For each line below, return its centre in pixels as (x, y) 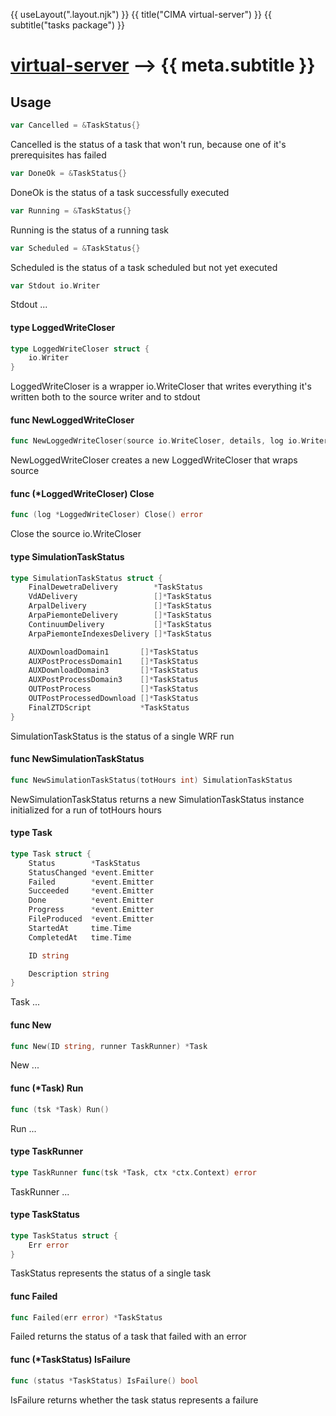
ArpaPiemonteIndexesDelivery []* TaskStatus (120, 634)
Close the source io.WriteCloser (76, 534)
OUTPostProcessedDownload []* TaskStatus (113, 699)
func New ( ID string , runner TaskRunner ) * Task (109, 1046)
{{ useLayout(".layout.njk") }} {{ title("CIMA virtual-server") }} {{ (141, 14)
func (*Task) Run (47, 1088)
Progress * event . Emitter (91, 910)
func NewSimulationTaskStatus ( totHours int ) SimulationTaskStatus (151, 780)
